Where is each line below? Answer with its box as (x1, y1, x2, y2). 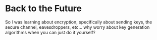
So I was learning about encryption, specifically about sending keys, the (5, 19, 153, 25)
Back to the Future (5, 3, 82, 14)
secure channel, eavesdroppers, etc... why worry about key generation (5, 24, 150, 30)
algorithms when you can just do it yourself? (5, 29, 96, 35)
